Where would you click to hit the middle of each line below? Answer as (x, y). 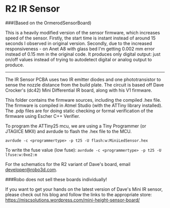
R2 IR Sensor (33, 9)
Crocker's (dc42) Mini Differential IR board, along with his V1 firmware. (79, 90)
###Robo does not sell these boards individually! (56, 179)
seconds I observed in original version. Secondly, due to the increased (79, 43)
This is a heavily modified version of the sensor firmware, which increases (83, 32)
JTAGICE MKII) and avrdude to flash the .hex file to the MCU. (69, 131)
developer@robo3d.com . (31, 170)
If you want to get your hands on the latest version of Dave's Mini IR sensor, (84, 189)
